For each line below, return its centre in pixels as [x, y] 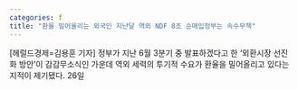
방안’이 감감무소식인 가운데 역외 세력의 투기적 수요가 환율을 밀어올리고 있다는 [154, 64]
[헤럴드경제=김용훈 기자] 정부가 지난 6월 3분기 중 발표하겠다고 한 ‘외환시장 [140, 53]
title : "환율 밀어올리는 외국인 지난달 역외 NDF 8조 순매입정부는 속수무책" [133, 26]
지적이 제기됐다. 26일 [47, 75]
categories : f [36, 18]
